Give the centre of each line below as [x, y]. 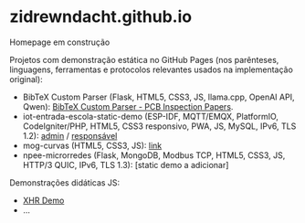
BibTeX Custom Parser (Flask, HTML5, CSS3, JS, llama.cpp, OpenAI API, [158, 97]
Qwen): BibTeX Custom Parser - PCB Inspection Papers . [128, 106]
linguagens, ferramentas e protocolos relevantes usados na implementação [152, 69]
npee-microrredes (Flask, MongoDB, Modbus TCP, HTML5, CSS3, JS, [154, 155]
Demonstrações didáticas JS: [65, 182]
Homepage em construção [60, 42]
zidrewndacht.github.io [101, 17]
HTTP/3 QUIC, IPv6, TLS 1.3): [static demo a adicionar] [126, 165]
